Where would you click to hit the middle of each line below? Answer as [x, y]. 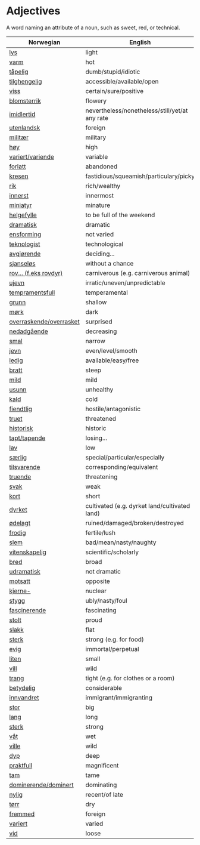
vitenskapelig [28, 552]
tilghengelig [26, 81]
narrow [95, 341]
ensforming [25, 234]
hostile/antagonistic [113, 409]
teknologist [25, 244]
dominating [101, 785]
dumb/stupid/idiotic [113, 72]
